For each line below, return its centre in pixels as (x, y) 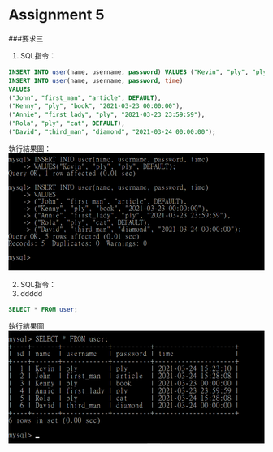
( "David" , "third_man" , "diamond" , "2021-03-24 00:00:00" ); (113, 132)
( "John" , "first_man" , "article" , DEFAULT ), (85, 98)
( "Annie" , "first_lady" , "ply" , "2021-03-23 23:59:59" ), (107, 115)
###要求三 (26, 38)
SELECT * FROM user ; (43, 310)
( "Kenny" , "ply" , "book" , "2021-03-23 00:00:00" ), (96, 106)
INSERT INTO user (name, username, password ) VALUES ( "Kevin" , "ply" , (129, 72)
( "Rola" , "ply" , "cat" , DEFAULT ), (67, 123)
